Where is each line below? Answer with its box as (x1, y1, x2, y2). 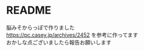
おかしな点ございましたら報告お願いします (6, 39, 112, 46)
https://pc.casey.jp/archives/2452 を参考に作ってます (6, 31, 139, 39)
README (6, 4, 52, 17)
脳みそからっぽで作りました (6, 24, 75, 31)
